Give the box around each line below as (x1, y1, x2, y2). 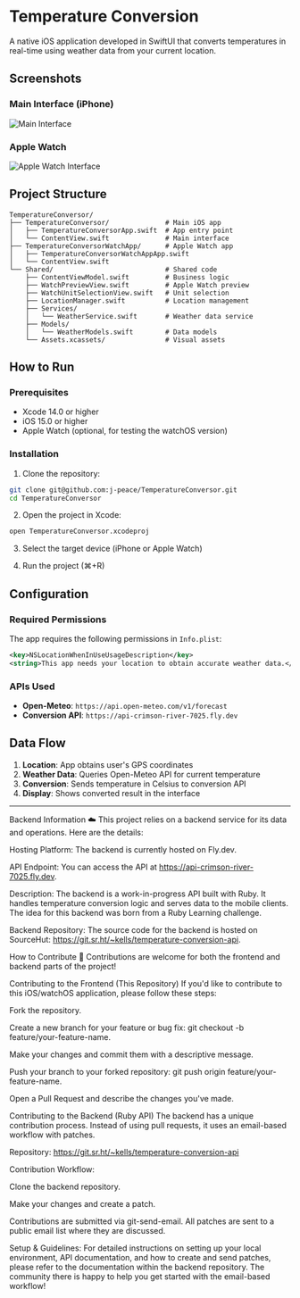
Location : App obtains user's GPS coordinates (21, 759, 194, 770)
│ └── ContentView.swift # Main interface (9, 234, 229, 243)
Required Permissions (9, 613, 107, 626)
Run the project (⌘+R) (21, 561, 105, 571)
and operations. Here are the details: (9, 827, 145, 837)
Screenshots (9, 71, 82, 87)
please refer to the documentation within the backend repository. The (9, 1261, 265, 1272)
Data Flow (9, 736, 66, 751)
